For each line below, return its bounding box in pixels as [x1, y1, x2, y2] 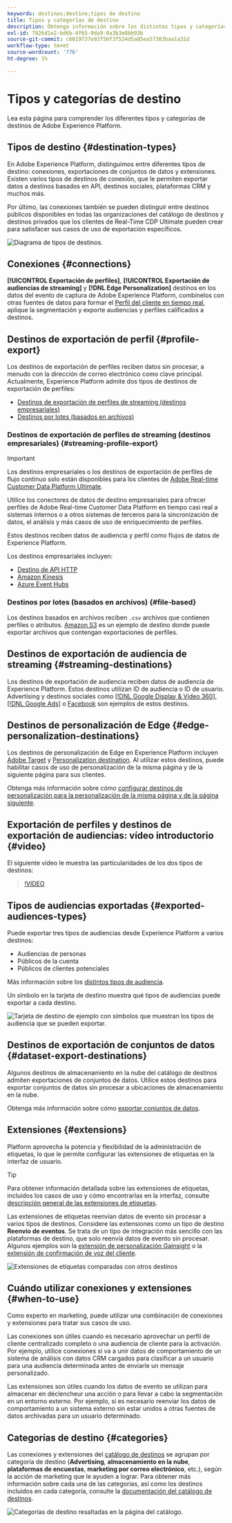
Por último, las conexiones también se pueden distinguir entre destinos [7, 202, 209, 211]
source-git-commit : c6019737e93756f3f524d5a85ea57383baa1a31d [7, 36, 190, 43]
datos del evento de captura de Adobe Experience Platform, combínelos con [7, 291, 224, 300]
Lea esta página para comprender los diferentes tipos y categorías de [7, 114, 206, 122]
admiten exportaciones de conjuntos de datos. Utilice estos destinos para [7, 1076, 217, 1084]
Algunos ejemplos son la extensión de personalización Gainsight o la [7, 1241, 202, 1250]
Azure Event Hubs [17, 580, 69, 588]
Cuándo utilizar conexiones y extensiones [7, 1282, 192, 1294]
